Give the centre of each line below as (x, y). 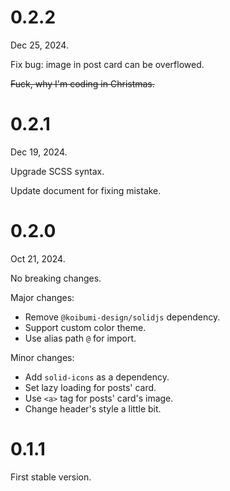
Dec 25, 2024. (39, 45)
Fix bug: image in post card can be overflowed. (107, 64)
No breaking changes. (56, 278)
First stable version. (51, 477)
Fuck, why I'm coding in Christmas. (82, 83)
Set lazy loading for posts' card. (90, 387)
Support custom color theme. (85, 327)
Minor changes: (42, 357)
